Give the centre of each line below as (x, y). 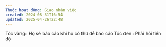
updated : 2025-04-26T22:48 (34, 19)
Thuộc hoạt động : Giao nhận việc (41, 10)
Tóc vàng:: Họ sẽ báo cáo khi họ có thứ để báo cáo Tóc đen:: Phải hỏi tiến (83, 34)
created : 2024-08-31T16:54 (34, 15)
